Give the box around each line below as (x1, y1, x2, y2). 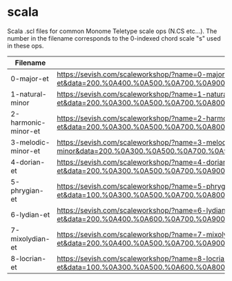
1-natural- (10, 89, 47, 98)
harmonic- (10, 118, 46, 127)
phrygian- (10, 185, 44, 195)
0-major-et (10, 74, 50, 83)
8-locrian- (10, 253, 47, 263)
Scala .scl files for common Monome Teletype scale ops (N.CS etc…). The (7, 27, 217, 35)
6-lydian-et (10, 209, 50, 219)
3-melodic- (10, 137, 50, 147)
